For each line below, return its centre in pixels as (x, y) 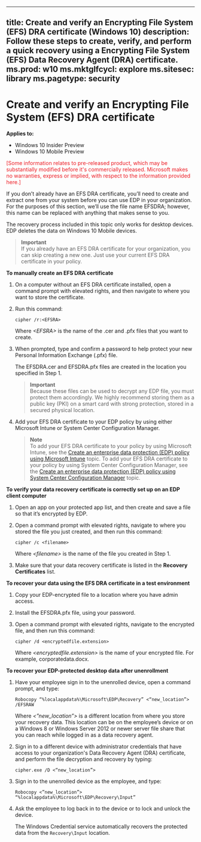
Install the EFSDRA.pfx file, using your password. (75, 613)
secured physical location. (62, 410)
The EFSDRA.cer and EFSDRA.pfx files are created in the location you (100, 367)
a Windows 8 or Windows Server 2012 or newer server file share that (100, 729)
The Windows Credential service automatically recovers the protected (101, 826)
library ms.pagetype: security (63, 79)
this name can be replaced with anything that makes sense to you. (88, 213)
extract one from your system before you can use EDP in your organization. (99, 200)
